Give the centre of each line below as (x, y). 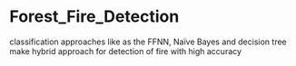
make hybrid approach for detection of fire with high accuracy (126, 51)
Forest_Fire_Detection (94, 17)
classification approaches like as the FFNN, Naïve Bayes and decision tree (148, 42)
